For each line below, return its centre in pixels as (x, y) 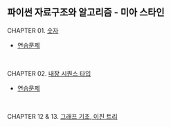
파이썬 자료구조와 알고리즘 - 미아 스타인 (86, 12)
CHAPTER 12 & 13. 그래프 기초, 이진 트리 (62, 116)
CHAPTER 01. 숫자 (33, 31)
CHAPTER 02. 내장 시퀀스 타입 (49, 73)
